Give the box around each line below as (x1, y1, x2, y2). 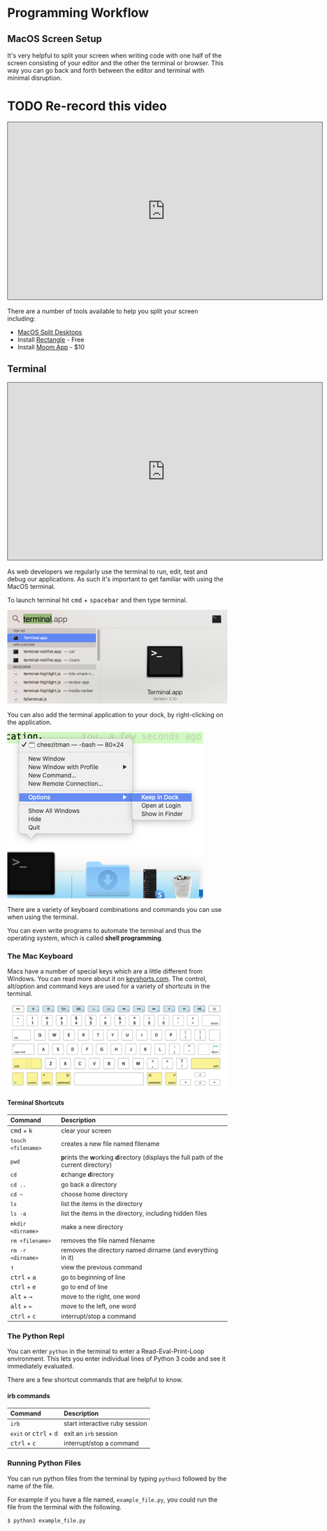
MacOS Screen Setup (7, 33, 103, 45)
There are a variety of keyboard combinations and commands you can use (7, 906, 222, 914)
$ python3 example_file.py (7, 1517, 86, 1524)
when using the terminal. (7, 913, 79, 922)
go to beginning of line (60, 1273, 126, 1281)
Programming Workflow (7, 5, 149, 21)
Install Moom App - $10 (17, 342, 85, 351)
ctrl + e (10, 1282, 36, 1291)
